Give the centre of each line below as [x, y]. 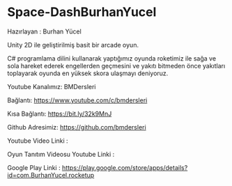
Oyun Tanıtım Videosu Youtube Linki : [61, 154]
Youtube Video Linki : [38, 141]
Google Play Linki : [34, 167]
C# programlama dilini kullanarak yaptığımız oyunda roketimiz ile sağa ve [112, 58]
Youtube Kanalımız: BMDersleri [52, 86]
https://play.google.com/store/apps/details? [125, 167]
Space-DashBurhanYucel [82, 12]
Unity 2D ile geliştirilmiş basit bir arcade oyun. [73, 45]
